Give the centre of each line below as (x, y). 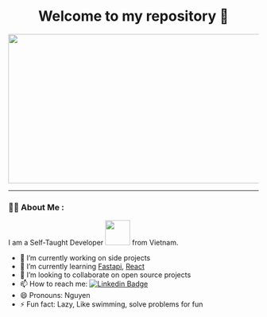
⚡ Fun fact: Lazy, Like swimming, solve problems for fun (111, 304)
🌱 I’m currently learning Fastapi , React (82, 267)
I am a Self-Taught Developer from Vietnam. (93, 243)
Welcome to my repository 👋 (133, 16)
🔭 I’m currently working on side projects (85, 258)
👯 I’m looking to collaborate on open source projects (105, 275)
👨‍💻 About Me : (37, 207)
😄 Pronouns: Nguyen (55, 295)
